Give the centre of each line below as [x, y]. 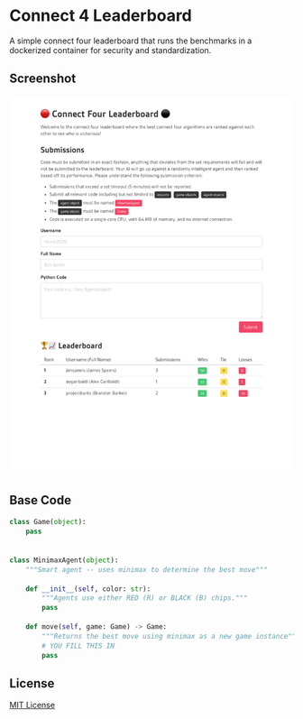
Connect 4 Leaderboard [101, 16]
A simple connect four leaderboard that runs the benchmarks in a [131, 41]
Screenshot [43, 79]
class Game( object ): [48, 522]
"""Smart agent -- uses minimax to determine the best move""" [147, 569]
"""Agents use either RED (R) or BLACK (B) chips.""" [145, 598]
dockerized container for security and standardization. [110, 50]
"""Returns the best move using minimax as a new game [147, 636]
